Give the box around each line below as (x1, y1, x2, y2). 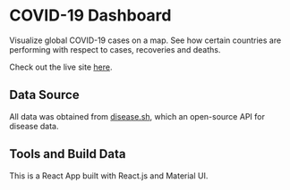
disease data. (9, 120, 59, 131)
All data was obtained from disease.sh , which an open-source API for (9, 111, 266, 121)
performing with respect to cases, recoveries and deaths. (9, 44, 221, 54)
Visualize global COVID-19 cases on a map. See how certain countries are (9, 35, 282, 45)
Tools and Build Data (9, 146, 126, 161)
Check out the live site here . (9, 62, 113, 72)
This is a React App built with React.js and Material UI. (9, 170, 209, 181)
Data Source (9, 87, 80, 103)
